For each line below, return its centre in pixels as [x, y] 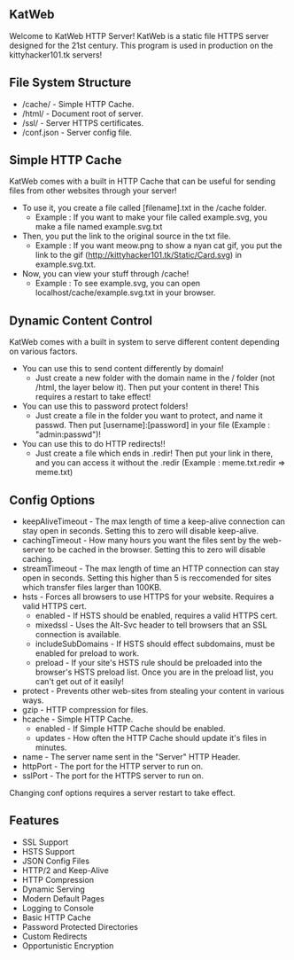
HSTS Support [48, 851]
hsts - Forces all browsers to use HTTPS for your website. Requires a [148, 597]
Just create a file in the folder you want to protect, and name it [149, 416]
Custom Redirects [54, 936]
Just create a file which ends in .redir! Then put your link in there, [154, 453]
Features [34, 820]
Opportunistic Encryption [68, 945]
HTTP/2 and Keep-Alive [65, 870]
